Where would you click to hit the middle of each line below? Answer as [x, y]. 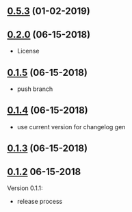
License [28, 51]
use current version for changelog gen [71, 127]
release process [40, 202]
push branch [35, 89]
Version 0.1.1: [25, 188]
